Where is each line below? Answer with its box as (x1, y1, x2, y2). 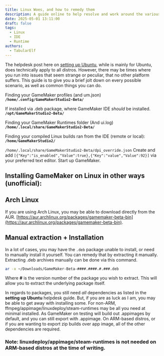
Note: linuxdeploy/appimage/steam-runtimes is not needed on (5, 338, 156, 345)
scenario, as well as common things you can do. (5, 82, 102, 88)
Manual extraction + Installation (5, 234, 104, 242)
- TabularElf (9, 48, 36, 53)
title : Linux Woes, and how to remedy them (5, 7, 95, 12)
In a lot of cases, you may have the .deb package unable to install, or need (5, 246, 155, 252)
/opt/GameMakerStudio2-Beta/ (5, 111, 64, 116)
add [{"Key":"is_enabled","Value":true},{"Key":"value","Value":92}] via (5, 152, 157, 158)
